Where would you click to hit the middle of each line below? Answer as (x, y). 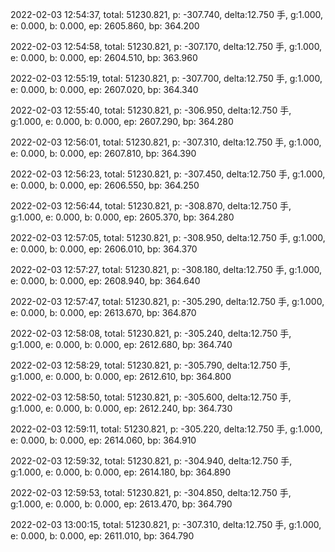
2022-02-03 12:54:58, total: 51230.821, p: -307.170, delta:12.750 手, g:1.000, (166, 46)
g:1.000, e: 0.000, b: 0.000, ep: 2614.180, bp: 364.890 (121, 472)
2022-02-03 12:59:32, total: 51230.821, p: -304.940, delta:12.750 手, (151, 461)
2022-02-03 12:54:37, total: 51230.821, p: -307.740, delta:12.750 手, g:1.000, (167, 14)
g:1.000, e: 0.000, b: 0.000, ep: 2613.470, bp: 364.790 (121, 504)
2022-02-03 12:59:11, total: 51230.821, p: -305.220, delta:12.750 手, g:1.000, (166, 429)
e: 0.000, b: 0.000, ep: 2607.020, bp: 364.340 (104, 89)
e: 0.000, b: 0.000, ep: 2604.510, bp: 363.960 (104, 57)
